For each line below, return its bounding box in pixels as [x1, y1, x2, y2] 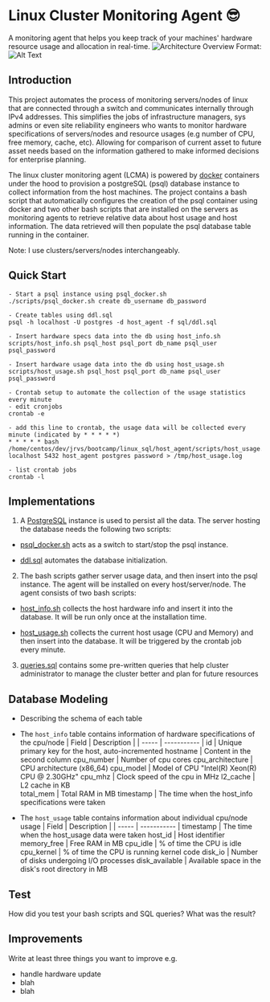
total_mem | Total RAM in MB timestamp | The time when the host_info [19, 789, 253, 799]
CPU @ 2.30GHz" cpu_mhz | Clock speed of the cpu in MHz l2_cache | [19, 772, 256, 782]
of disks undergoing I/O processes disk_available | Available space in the [19, 856, 261, 865]
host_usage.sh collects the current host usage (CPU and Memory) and [19, 628, 254, 637]
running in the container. [8, 230, 90, 239]
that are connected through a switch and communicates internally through [8, 103, 254, 112]
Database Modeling [8, 692, 108, 705]
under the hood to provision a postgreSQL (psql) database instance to [8, 178, 239, 188]
